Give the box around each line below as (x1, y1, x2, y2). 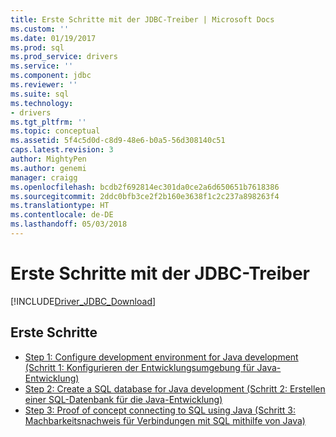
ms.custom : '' (10, 24, 70, 34)
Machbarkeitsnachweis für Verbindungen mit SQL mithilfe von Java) (24, 414, 306, 426)
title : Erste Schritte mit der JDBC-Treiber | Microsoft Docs (10, 14, 275, 25)
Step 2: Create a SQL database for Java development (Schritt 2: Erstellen (24, 382, 326, 395)
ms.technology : (10, 98, 74, 108)
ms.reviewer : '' (10, 80, 78, 90)
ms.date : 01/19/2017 (10, 33, 97, 43)
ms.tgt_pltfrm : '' (10, 117, 87, 127)
